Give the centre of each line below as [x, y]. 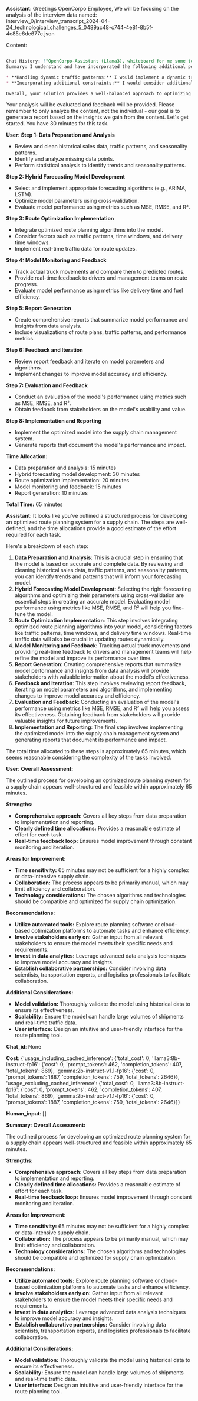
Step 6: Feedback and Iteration [45, 350]
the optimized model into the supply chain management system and [97, 734]
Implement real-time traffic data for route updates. [76, 249]
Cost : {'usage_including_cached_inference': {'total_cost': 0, [79, 1058]
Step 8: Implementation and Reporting [54, 421]
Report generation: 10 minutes [51, 493]
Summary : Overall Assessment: [46, 1125]
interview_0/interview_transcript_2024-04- [58, 21]
